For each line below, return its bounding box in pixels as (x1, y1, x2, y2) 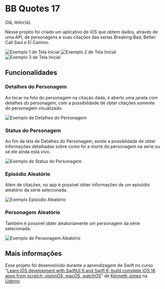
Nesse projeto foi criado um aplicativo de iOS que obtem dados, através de (5, 29, 158, 35)
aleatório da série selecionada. (5, 187, 68, 193)
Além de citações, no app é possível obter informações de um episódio (5, 182, 150, 188)
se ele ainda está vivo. (5, 149, 51, 155)
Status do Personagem (5, 127, 61, 134)
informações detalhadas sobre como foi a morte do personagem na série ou (5, 143, 161, 149)
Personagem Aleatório (5, 209, 60, 216)
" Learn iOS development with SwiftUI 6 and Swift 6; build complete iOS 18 (5, 268, 156, 274)
